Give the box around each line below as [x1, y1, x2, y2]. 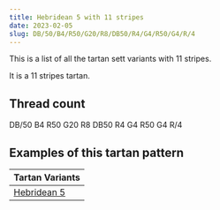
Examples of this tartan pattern [9, 145, 184, 160]
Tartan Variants [13, 171, 81, 184]
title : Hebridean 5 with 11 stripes [9, 12, 144, 22]
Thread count [9, 96, 86, 111]
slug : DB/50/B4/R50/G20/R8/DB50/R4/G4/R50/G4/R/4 [9, 29, 196, 38]
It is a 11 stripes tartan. [9, 71, 90, 81]
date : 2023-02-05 [9, 21, 73, 30]
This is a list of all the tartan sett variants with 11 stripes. [9, 54, 212, 64]
